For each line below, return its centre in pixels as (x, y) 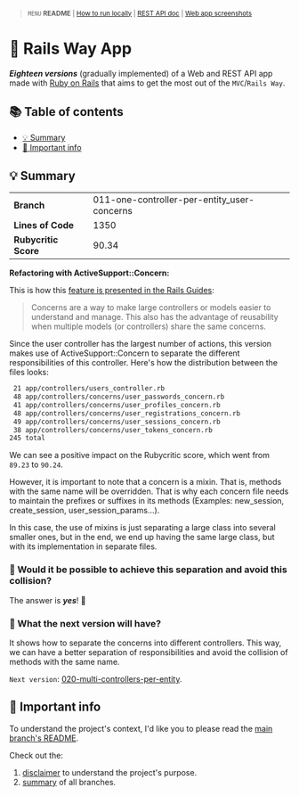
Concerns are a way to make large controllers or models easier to (151, 308)
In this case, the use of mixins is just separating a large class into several (142, 528)
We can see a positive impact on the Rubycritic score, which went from (139, 455)
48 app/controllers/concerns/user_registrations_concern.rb (127, 413)
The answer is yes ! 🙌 (48, 600)
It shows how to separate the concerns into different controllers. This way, (145, 643)
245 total (28, 439)
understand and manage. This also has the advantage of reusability (154, 317)
